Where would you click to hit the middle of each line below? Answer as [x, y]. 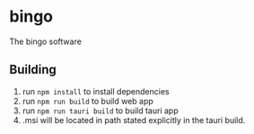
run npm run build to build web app [88, 101]
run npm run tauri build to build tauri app [100, 111]
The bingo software [46, 41]
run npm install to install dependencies [96, 91]
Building [33, 70]
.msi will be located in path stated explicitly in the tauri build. [134, 120]
